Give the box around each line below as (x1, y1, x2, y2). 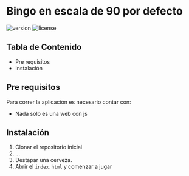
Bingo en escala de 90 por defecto (6, 4, 184, 18)
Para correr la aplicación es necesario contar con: (6, 98, 132, 106)
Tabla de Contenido (6, 42, 82, 52)
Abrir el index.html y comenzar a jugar (15, 163, 112, 171)
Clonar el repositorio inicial (15, 144, 83, 151)
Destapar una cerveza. (15, 157, 72, 164)
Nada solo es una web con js (15, 110, 88, 117)
